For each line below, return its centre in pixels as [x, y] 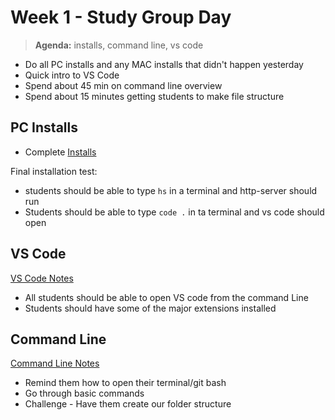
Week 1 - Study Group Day [121, 17]
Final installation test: [54, 171]
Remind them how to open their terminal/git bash [125, 383]
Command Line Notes [55, 363]
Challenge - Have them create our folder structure [128, 404]
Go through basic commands [84, 393]
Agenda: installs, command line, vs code [119, 45]
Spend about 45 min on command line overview [123, 85]
